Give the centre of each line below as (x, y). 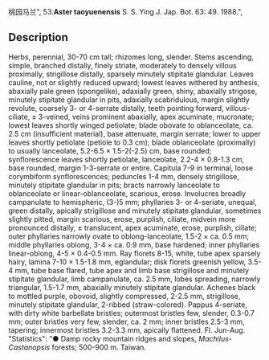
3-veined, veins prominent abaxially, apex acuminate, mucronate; (146, 117)
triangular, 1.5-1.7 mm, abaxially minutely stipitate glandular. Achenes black (132, 287)
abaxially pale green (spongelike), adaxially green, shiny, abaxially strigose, (133, 91)
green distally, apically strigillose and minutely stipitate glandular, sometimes (135, 211)
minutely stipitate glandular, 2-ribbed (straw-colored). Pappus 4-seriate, (128, 305)
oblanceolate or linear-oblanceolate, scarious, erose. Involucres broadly (127, 193)
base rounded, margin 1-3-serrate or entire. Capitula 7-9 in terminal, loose (131, 168)
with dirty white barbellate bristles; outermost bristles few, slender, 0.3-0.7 (132, 313)
